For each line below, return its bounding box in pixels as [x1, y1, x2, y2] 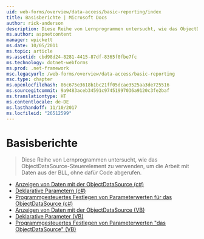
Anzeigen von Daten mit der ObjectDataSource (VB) [15, 206, 145, 214]
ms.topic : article [6, 48, 53, 54]
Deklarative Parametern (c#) [15, 187, 86, 194]
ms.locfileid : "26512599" [6, 110, 72, 116]
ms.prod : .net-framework [6, 65, 69, 71]
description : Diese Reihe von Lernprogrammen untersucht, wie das [6, 25, 178, 32]
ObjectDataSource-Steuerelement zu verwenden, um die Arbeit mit [21, 163, 189, 170]
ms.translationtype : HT [6, 93, 67, 99]
